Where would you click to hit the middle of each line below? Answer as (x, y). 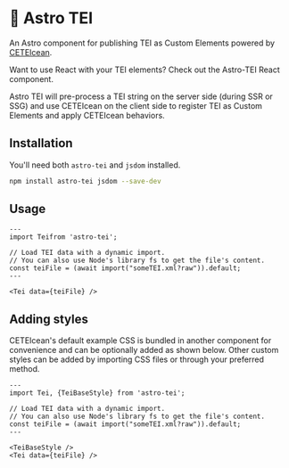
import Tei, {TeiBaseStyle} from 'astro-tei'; (97, 393)
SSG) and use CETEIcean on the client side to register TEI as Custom (136, 105)
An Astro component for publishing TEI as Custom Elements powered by (142, 43)
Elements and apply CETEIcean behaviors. (87, 115)
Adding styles (49, 319)
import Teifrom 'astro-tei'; (63, 237)
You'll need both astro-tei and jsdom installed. (95, 165)
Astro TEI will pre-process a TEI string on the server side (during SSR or (141, 96)
